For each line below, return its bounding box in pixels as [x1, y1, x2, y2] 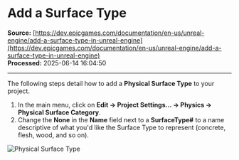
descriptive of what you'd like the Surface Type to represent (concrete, [17, 123, 226, 132]
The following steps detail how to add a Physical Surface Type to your [7, 79, 215, 87]
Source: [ [7, 28, 36, 37]
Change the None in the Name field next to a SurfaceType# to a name [17, 115, 225, 124]
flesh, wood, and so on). [17, 130, 89, 139]
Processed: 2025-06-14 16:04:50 [7, 58, 107, 67]
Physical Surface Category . [17, 108, 101, 117]
